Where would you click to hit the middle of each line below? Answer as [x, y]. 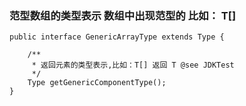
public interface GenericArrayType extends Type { [117, 37]
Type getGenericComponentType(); [97, 83]
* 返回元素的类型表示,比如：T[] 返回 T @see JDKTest [133, 65]
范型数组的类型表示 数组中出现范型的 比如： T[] [123, 15]
